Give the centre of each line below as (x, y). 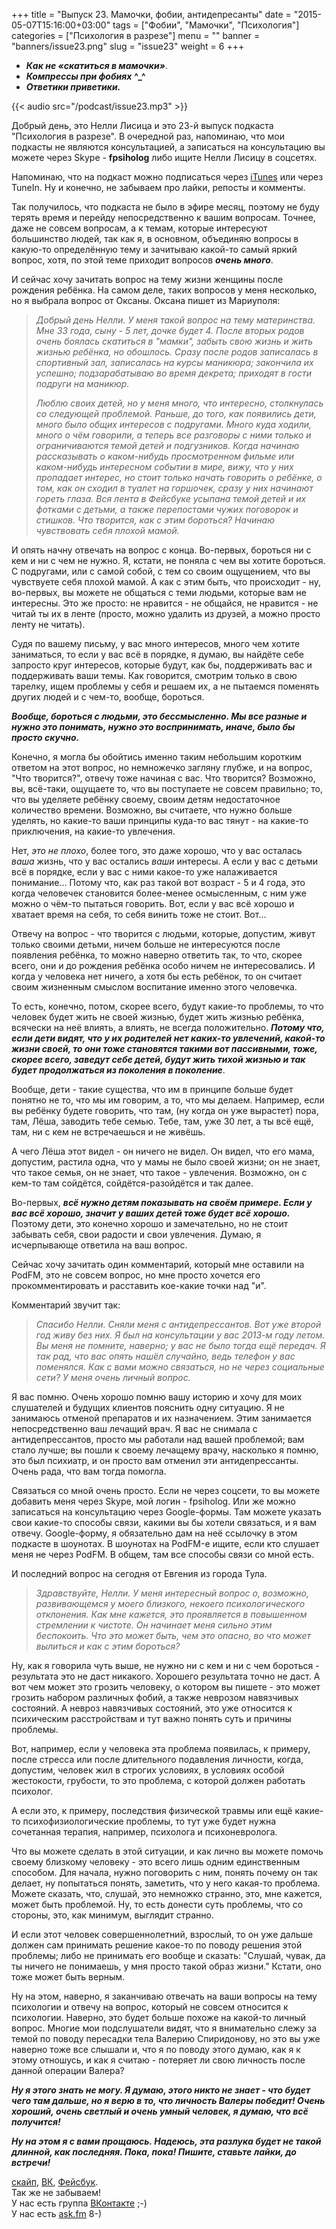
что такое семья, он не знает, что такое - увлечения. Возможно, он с (159, 1172)
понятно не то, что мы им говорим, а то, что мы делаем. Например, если (168, 1100)
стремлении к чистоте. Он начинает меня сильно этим (154, 1625)
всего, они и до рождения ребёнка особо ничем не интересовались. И (163, 965)
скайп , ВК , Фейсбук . (55, 2182)
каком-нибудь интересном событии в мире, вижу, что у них (164, 467)
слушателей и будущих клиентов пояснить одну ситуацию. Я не (148, 1407)
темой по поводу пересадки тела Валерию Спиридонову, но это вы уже (166, 2038)
